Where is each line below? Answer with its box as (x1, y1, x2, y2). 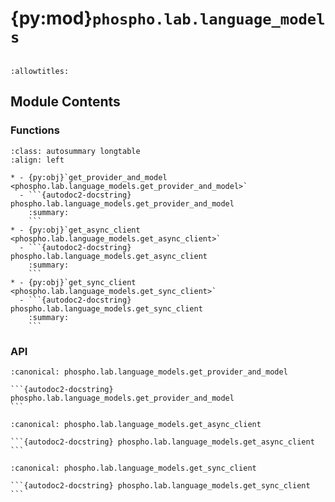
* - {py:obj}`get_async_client (10, 225, 141, 235)
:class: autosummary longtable (10, 146, 141, 156)
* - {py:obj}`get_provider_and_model (10, 172, 168, 182)
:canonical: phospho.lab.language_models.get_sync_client (10, 463, 257, 473)
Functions (10, 123, 60, 137)
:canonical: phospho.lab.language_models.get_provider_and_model (10, 367, 288, 377)
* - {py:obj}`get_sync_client (10, 277, 137, 287)
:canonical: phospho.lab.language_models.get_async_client (10, 419, 262, 429)
